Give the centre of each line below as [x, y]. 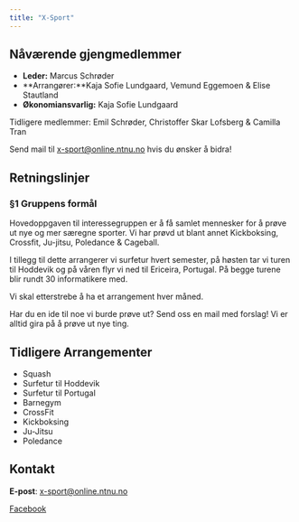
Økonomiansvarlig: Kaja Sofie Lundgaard [100, 105]
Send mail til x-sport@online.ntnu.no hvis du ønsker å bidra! [121, 149]
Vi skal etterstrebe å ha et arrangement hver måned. [107, 297]
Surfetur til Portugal [59, 393]
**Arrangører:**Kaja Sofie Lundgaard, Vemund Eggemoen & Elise [146, 86]
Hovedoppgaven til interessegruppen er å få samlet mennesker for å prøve [148, 223]
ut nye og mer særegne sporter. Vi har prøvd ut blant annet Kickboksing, [144, 233]
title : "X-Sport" [42, 18]
